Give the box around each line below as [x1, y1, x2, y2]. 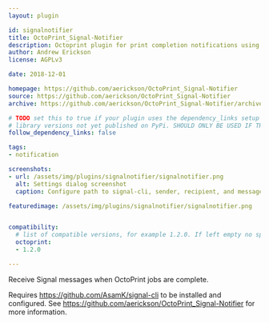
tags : [8, 143, 26, 152]
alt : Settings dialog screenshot [15, 180, 127, 188]
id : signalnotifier [8, 26, 74, 34]
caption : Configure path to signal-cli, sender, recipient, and [15, 187, 235, 196]
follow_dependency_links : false [8, 129, 116, 137]
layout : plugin [8, 11, 59, 20]
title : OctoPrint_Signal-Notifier [8, 34, 124, 42]
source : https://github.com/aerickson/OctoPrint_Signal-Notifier [8, 92, 231, 100]
